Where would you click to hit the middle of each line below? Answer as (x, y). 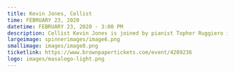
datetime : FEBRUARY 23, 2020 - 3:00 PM (65, 26)
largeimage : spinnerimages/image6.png (64, 40)
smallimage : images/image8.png (53, 46)
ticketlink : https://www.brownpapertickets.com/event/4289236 (100, 53)
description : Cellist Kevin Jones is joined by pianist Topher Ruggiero (115, 33)
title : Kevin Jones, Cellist (50, 14)
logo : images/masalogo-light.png (56, 59)
